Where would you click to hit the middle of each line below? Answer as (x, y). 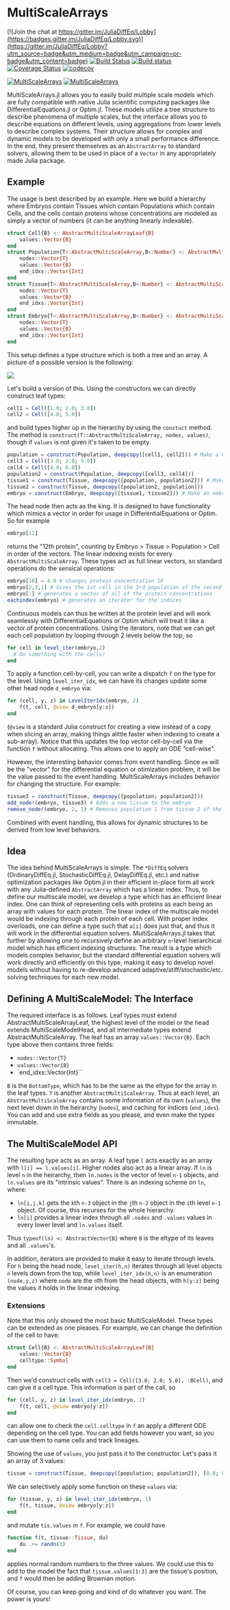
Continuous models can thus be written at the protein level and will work (109, 613)
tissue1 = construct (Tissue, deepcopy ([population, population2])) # (108, 480)
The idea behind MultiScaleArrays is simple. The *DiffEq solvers (98, 868)
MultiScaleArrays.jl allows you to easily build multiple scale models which (111, 95)
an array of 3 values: (36, 1461)
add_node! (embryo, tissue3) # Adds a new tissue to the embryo (99, 803)
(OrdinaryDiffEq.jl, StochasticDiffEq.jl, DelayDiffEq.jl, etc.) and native (103, 875)
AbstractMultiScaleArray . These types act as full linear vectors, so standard (115, 561)
